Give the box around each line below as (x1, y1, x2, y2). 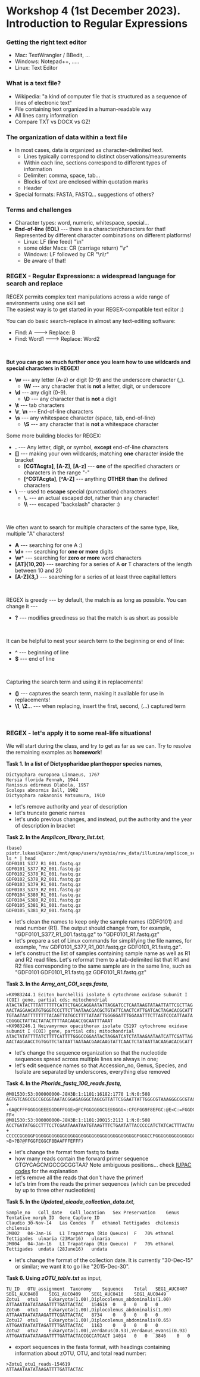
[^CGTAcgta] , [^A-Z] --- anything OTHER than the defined (23, 475, 168, 482)
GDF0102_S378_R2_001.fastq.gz (6, 876, 82, 882)
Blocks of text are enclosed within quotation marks (23, 178, 149, 185)
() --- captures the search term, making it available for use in (14, 689, 164, 697)
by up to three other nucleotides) (14, 1186, 96, 1193)
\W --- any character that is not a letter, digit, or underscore (23, 383, 171, 390)
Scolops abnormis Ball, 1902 (6, 787, 79, 793)
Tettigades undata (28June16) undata (6, 1246, 108, 1252)
